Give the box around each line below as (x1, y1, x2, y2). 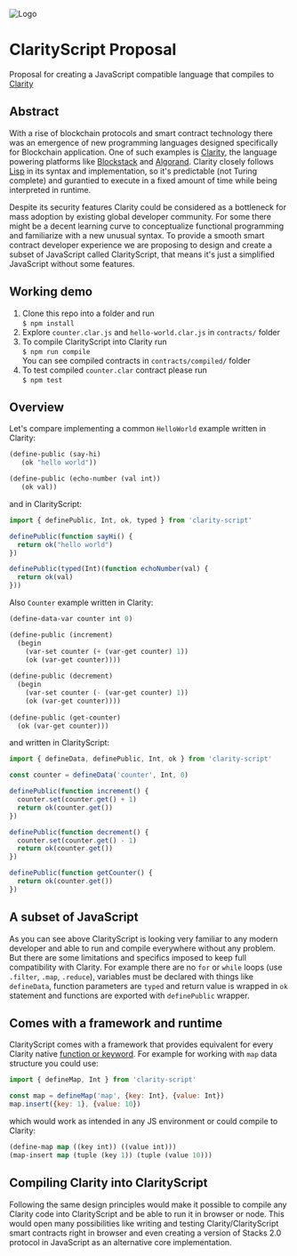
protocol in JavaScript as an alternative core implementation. (9, 1236, 233, 1247)
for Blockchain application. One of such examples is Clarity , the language (9, 147, 277, 157)
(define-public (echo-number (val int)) (9, 474, 162, 484)
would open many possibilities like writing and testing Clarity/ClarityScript (9, 1218, 279, 1228)
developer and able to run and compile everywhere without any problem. (9, 943, 276, 954)
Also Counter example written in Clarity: (9, 597, 154, 608)
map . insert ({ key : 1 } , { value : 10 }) (9, 1099, 141, 1109)
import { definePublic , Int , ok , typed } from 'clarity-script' (9, 516, 253, 525)
